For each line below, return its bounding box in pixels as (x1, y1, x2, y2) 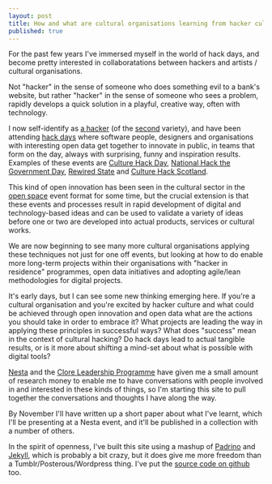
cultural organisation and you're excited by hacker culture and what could (8, 300, 254, 310)
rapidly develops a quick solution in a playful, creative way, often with (8, 99, 240, 109)
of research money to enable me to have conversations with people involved (8, 376, 263, 386)
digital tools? (8, 352, 51, 362)
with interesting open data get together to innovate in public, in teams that (8, 141, 255, 151)
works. (8, 225, 32, 235)
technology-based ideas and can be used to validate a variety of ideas (8, 208, 244, 218)
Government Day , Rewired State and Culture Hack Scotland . (8, 167, 209, 177)
